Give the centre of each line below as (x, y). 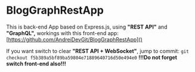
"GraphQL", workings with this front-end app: (63, 33)
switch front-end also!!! (36, 64)
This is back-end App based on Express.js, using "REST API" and (87, 27)
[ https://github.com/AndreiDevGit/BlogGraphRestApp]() (74, 39)
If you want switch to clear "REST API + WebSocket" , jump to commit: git (97, 51)
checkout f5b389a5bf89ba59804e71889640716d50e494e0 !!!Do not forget (92, 57)
